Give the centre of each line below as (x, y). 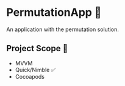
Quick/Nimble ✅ (35, 70)
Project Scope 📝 (37, 48)
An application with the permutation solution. (62, 29)
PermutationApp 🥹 (54, 13)
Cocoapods (30, 76)
